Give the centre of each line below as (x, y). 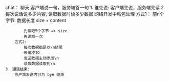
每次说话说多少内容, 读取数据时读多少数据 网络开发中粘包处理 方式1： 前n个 (85, 14)
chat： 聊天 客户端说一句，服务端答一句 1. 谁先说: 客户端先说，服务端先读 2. (85, 7)
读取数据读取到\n (39, 64)
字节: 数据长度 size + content (36, 20)
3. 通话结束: (18, 69)
